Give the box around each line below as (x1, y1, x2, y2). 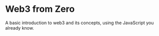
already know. (5, 25, 34, 31)
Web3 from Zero (5, 3, 75, 15)
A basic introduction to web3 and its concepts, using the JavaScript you (5, 20, 154, 26)
